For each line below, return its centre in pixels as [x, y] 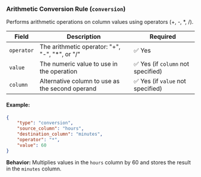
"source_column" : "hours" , [51, 129]
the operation [59, 72]
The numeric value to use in [79, 64]
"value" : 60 [32, 145]
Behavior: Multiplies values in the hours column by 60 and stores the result [99, 162]
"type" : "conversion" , [45, 123]
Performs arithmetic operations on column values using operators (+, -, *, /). [100, 22]
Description [84, 36]
